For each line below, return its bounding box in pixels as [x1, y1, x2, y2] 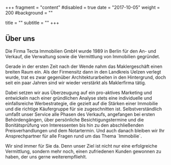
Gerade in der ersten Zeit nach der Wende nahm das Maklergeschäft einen [5, 63, 162, 69]
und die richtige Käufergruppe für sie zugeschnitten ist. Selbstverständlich [5, 106, 162, 112]
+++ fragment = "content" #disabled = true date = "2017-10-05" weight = [5, 5, 160, 10]
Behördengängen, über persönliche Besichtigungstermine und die [5, 116, 144, 123]
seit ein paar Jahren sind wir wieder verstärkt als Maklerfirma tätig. [5, 79, 146, 86]
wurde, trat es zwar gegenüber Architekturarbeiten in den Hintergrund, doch [5, 74, 166, 80]
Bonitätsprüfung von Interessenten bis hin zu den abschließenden [5, 122, 144, 128]
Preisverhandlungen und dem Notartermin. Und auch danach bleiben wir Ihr [5, 127, 165, 133]
